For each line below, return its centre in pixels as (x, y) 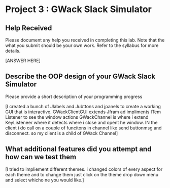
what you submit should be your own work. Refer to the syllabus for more (82, 45)
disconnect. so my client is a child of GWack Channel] (62, 133)
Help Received (29, 28)
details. (13, 51)
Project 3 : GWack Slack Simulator (79, 9)
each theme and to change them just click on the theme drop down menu (82, 174)
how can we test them (41, 157)
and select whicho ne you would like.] (45, 180)
